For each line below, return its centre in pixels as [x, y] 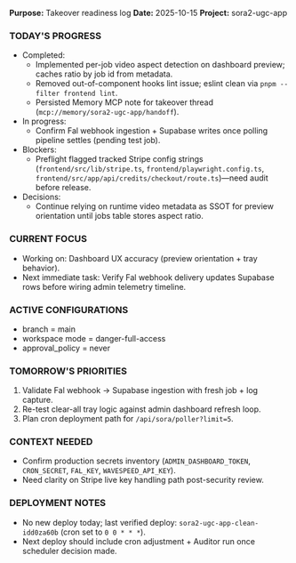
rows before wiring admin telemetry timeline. [104, 286]
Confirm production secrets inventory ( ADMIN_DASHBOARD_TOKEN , [136, 461]
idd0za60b [40, 533]
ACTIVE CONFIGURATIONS [69, 310]
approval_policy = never [66, 348]
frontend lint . [91, 93]
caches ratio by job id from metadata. [104, 74]
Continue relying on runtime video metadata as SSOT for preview [154, 206]
